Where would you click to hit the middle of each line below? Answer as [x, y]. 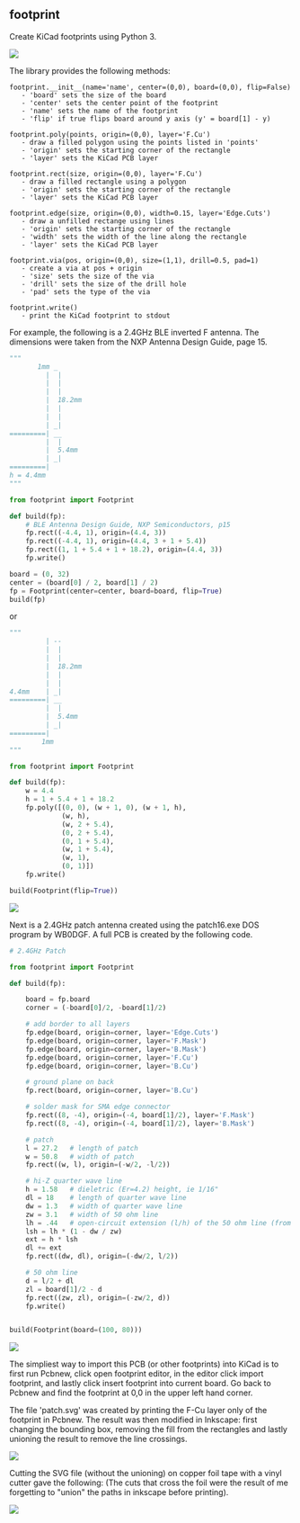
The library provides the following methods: [90, 70]
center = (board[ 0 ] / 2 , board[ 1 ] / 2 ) [84, 582]
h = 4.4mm [28, 476]
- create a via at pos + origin [82, 268]
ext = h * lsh [52, 1240]
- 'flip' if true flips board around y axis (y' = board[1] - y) [146, 119]
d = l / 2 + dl [50, 1281]
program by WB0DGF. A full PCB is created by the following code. [131, 934]
